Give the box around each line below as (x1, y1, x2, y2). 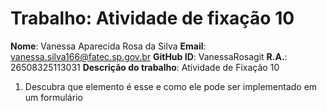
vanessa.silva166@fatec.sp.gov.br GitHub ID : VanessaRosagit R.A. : (10, 50, 288, 62)
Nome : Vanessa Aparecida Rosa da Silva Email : (10, 40, 207, 52)
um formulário (24, 91, 83, 103)
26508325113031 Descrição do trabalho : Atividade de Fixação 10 (10, 61, 280, 73)
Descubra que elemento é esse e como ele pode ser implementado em (24, 80, 318, 92)
